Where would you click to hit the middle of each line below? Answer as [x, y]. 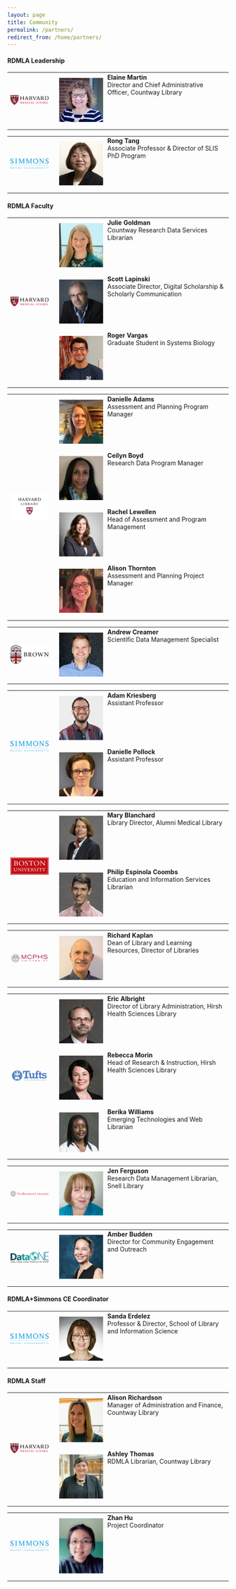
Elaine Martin [127, 77]
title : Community [33, 22]
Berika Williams [131, 1111]
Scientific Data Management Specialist [163, 639]
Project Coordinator [136, 1525]
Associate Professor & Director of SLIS [163, 149]
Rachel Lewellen [132, 512]
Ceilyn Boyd [125, 455]
